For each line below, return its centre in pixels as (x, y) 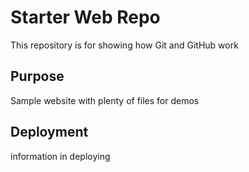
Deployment (49, 132)
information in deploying (60, 156)
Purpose (37, 76)
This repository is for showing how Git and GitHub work (124, 45)
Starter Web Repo (85, 17)
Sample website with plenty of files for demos (105, 100)
